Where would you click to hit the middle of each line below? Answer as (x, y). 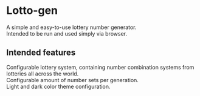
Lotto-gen (32, 11)
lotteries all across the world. (43, 74)
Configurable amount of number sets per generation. (72, 80)
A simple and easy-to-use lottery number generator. (71, 27)
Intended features (41, 53)
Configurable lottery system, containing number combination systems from (100, 67)
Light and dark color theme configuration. (58, 86)
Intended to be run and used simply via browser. (67, 33)
